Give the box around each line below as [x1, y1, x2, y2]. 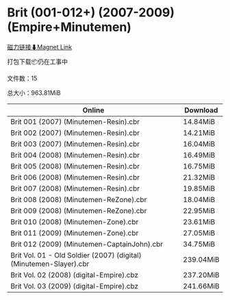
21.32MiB [183, 173, 216, 182]
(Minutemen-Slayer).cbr [10, 259, 90, 268]
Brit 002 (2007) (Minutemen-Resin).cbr [10, 128, 140, 138]
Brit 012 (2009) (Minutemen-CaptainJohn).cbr [10, 239, 164, 249]
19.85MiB [183, 184, 216, 193]
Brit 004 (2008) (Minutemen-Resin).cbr [10, 150, 140, 160]
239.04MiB [183, 255, 220, 264]
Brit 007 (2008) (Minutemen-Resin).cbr [10, 184, 140, 193]
